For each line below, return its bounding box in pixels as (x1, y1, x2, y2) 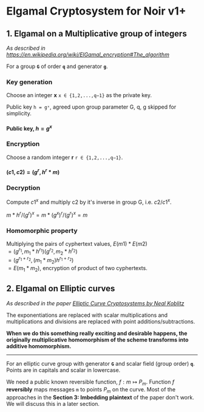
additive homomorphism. (6, 342, 72, 350)
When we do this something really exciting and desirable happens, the (6, 329, 188, 337)
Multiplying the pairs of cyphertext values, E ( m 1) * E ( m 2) (6, 240, 148, 247)
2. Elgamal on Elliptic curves (6, 283, 115, 294)
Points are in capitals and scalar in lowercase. (6, 366, 121, 374)
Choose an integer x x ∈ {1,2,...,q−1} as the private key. (6, 92, 152, 99)
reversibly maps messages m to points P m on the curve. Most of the (6, 386, 176, 395)
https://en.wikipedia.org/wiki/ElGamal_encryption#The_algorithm (6, 51, 170, 58)
